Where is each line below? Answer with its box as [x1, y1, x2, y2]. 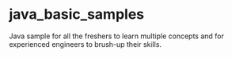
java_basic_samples [9, 5, 145, 23]
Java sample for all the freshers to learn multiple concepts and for [9, 31, 224, 41]
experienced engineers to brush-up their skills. [9, 39, 162, 48]
